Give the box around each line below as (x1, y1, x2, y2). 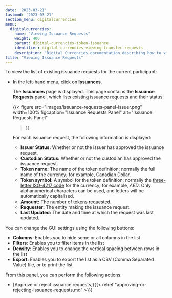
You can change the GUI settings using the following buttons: (5, 225, 135, 231)
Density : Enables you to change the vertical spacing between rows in (12, 245, 160, 252)
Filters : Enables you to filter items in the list (12, 240, 104, 246)
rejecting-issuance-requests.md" (12, 287, 83, 293)
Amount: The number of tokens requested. (20, 198, 112, 205)
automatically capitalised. (20, 193, 74, 200)
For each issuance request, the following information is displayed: (12, 135, 152, 141)
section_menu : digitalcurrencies (5, 17, 77, 22)
